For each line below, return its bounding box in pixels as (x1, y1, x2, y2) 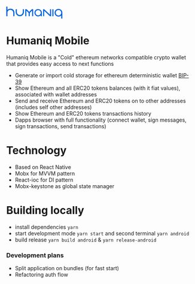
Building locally (6, 204, 85, 217)
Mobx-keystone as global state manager (14, 182, 115, 189)
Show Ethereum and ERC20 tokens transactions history (14, 110, 151, 117)
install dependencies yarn (14, 223, 79, 231)
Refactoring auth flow (14, 271, 69, 279)
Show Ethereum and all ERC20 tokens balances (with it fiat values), (14, 84, 181, 92)
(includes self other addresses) (14, 103, 92, 111)
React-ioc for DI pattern (14, 176, 74, 183)
